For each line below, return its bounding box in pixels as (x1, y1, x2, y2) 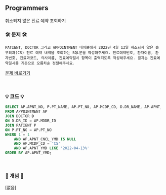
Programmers (5, 4, 48, 12)
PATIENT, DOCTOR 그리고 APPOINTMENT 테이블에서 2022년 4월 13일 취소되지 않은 (5, 45, 154, 50)
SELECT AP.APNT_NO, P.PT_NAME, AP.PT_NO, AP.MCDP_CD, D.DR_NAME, (5, 104, 142, 110)
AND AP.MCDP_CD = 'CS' (14, 141, 61, 146)
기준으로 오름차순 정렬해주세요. (20, 61, 75, 66)
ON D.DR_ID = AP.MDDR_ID (5, 118, 56, 124)
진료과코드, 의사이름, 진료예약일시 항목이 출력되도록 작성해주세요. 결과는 (19, 56, 148, 61)
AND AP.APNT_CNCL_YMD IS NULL (14, 136, 77, 142)
